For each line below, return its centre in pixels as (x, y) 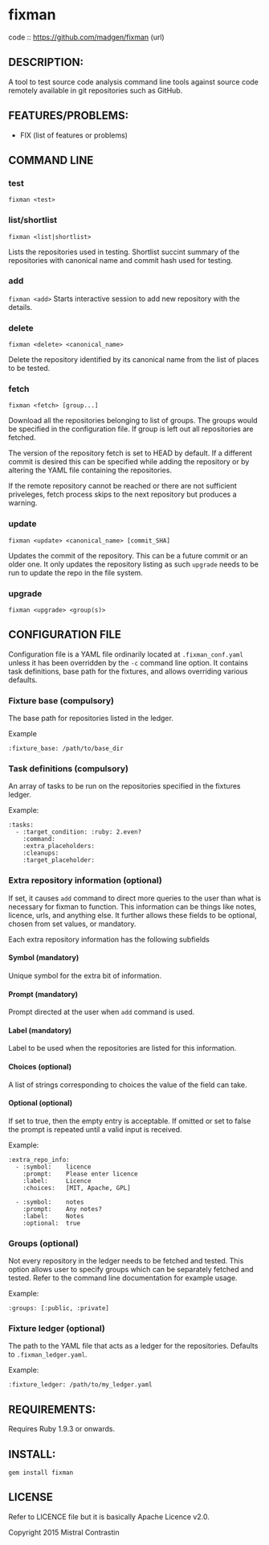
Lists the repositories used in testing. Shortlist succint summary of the (124, 252)
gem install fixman (41, 1473)
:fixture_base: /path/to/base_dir (66, 749)
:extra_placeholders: (59, 847)
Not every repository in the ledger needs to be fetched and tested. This (126, 1261)
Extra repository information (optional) (85, 880)
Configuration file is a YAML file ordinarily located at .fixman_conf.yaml (126, 654)
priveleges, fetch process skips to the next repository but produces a (122, 494)
